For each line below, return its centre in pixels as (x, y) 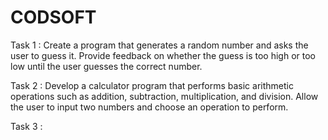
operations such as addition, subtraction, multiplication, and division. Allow (164, 96)
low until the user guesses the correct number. (106, 66)
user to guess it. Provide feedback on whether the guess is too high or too (163, 55)
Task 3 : (26, 126)
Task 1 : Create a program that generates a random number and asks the (159, 45)
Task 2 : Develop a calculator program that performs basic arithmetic (152, 85)
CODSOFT (53, 17)
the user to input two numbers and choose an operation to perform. (149, 107)
